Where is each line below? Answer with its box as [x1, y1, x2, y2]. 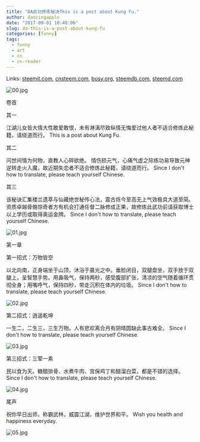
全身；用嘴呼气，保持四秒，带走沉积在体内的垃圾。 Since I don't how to [11, 281, 187, 289]
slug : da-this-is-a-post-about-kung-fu [6, 25, 105, 32]
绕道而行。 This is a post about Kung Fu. [21, 131, 121, 139]
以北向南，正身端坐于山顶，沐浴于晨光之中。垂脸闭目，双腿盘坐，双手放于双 [6, 266, 194, 274]
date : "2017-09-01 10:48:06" [6, 20, 79, 26]
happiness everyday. [6, 417, 58, 424]
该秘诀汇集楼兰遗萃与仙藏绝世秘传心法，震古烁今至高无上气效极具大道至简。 [6, 196, 194, 203]
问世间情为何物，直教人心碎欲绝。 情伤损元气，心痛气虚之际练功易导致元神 [6, 156, 190, 164]
